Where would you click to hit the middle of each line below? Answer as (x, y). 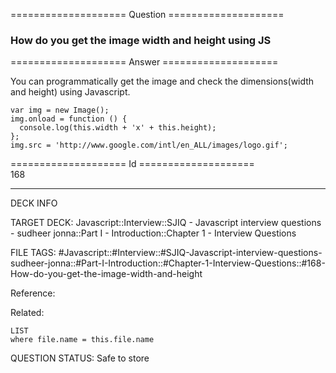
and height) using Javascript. (70, 92)
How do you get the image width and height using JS (141, 40)
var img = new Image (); (60, 110)
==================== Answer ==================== (144, 62)
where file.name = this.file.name (82, 340)
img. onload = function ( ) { (69, 119)
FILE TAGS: (33, 253)
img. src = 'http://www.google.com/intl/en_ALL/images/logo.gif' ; (149, 145)
